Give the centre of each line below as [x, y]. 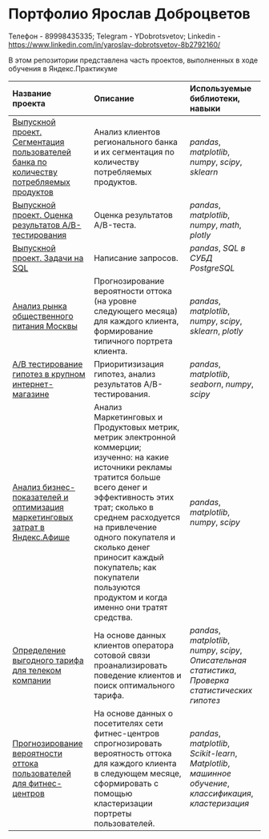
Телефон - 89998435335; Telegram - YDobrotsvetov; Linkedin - [114, 36]
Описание [114, 98]
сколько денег [122, 547]
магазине [31, 394]
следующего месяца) [136, 311]
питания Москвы [45, 326]
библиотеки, [215, 98]
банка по [30, 162]
